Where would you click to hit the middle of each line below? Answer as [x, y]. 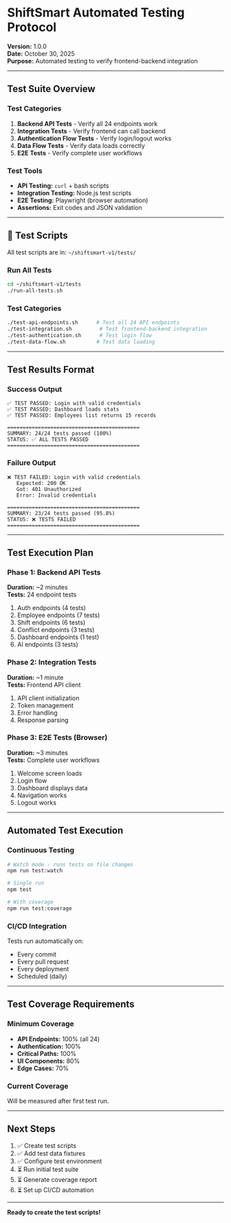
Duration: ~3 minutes [38, 753]
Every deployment [43, 969]
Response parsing [43, 719]
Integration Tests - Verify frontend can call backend [91, 131]
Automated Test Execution [65, 831]
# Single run [26, 883]
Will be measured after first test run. [58, 1101]
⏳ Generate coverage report [57, 1179]
